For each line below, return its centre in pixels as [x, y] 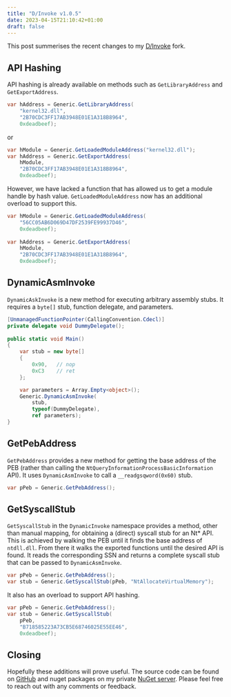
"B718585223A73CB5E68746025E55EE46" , [74, 627]
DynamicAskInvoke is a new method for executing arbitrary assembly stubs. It [115, 299]
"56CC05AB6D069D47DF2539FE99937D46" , [74, 222]
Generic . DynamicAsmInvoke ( [58, 396]
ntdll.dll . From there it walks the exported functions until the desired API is [115, 548]
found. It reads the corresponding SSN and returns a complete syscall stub [113, 555]
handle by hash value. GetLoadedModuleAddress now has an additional [105, 196]
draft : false [26, 26]
